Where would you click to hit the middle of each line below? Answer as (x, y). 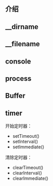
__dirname (22, 27)
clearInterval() (27, 173)
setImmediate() (28, 147)
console (18, 61)
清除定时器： (18, 158)
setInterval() (25, 142)
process (18, 79)
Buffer (15, 96)
